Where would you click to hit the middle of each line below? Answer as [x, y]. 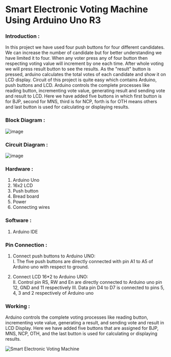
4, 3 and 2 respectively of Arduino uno [53, 293]
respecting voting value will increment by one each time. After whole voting [85, 64]
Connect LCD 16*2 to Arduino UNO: [50, 276]
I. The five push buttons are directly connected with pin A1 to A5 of [83, 261]
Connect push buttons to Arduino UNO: [54, 256]
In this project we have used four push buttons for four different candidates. [85, 47]
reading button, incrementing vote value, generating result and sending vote [85, 91]
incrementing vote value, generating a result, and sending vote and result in [85, 323]
